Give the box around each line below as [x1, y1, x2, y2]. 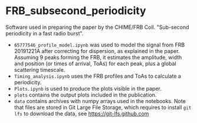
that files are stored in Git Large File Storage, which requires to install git [14, 104, 192, 111]
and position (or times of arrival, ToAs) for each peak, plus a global [14, 60, 176, 67]
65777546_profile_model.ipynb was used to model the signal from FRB [14, 41, 185, 48]
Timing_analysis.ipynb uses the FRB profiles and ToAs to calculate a [14, 72, 181, 79]
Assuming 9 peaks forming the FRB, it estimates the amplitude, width [14, 54, 182, 61]
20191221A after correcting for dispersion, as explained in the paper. [14, 47, 180, 54]
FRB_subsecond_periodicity [5, 4, 146, 18]
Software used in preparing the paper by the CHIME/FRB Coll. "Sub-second [5, 24, 189, 31]
